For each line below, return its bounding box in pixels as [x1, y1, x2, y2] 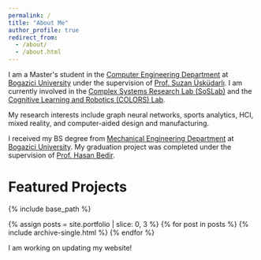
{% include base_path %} [8, 204, 91, 214]
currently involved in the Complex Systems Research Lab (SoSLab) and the [8, 87, 252, 95]
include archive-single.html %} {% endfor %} [8, 228, 155, 237]
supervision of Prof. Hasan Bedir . [8, 150, 116, 160]
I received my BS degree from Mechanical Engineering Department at [8, 134, 234, 143]
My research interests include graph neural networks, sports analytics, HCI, [8, 110, 254, 119]
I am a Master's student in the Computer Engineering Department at [8, 70, 229, 79]
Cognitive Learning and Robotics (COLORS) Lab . [8, 95, 166, 104]
